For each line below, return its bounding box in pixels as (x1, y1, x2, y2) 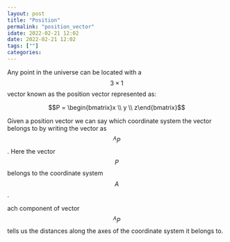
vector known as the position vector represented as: (7, 90, 157, 98)
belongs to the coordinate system (7, 168, 104, 177)
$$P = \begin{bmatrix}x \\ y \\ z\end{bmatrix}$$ (48, 103, 186, 111)
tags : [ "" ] (7, 42, 39, 49)
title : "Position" (7, 17, 60, 24)
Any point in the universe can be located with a (7, 67, 142, 76)
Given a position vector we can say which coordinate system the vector (7, 116, 212, 125)
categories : (7, 49, 42, 56)
